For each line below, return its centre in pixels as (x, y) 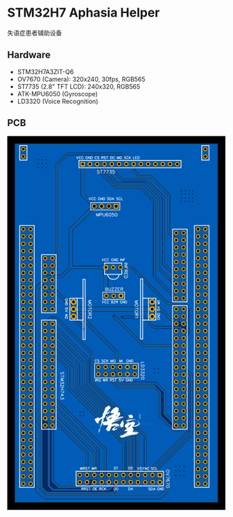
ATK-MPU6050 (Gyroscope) (58, 94)
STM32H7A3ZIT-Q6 (45, 71)
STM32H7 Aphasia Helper (84, 13)
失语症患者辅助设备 (35, 33)
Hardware (29, 55)
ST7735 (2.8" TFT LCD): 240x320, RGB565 (79, 86)
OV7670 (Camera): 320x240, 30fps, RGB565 (81, 79)
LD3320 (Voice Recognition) (58, 101)
